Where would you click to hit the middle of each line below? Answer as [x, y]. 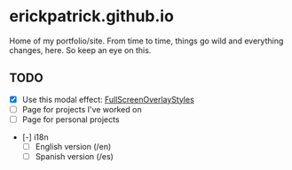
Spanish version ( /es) [74, 156]
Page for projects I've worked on [82, 109]
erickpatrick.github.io [92, 16]
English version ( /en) [73, 146]
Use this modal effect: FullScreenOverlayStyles [108, 99]
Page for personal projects [71, 119]
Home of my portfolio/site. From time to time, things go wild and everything [146, 41]
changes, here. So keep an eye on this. [80, 50]
